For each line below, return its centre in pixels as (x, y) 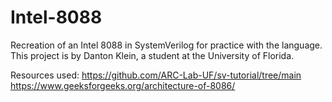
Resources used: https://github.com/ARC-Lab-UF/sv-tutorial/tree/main (156, 75)
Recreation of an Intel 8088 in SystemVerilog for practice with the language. (166, 45)
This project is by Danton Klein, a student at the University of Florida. (152, 55)
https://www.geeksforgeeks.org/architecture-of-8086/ (123, 85)
